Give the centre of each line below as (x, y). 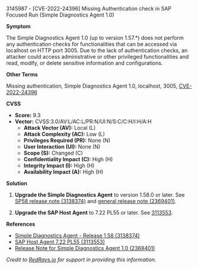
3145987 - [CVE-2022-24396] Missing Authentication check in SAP (89, 9)
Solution (17, 183)
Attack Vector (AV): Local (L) (60, 128)
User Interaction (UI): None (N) (62, 147)
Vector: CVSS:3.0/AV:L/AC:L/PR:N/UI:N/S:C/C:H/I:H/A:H (83, 121)
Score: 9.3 (28, 115)
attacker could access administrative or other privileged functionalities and (98, 57)
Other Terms (22, 74)
